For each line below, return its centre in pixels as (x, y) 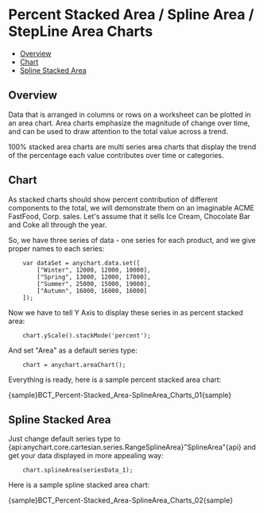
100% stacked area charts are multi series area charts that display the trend (132, 147)
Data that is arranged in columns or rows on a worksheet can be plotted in (130, 114)
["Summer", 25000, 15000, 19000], (94, 283)
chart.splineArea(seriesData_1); (78, 470)
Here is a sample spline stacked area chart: (79, 485)
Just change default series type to (64, 439)
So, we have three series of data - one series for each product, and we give (132, 240)
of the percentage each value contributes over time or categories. (116, 155)
